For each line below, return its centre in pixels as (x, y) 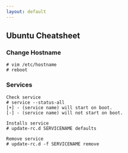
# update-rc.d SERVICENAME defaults (51, 128)
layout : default (26, 12)
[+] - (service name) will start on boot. (59, 107)
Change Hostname (33, 52)
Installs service (28, 123)
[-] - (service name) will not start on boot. (65, 113)
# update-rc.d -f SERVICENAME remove (53, 144)
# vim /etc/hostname (32, 65)
